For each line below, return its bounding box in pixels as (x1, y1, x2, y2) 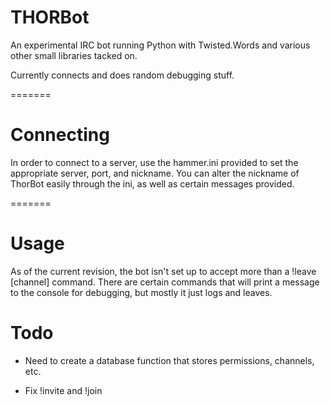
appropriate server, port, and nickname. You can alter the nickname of (10, 167, 300, 179)
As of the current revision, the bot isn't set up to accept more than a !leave (10, 265, 317, 277)
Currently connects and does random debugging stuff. (10, 69, 235, 81)
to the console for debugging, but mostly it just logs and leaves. (10, 286, 273, 298)
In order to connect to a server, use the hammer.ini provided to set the (10, 156, 299, 168)
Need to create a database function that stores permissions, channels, (24, 354, 315, 366)
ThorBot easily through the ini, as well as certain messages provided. (10, 177, 295, 190)
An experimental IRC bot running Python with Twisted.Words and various (10, 39, 311, 51)
